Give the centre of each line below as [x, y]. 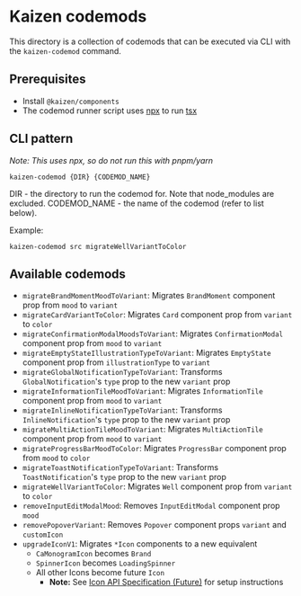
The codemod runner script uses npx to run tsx [110, 111]
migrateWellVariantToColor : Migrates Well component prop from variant [157, 486]
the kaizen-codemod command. [65, 50]
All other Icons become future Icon [100, 573]
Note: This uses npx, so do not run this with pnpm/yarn [111, 160]
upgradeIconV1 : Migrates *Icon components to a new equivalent [140, 544]
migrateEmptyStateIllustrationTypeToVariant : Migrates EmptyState [146, 353]
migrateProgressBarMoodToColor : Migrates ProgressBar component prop [155, 449]
